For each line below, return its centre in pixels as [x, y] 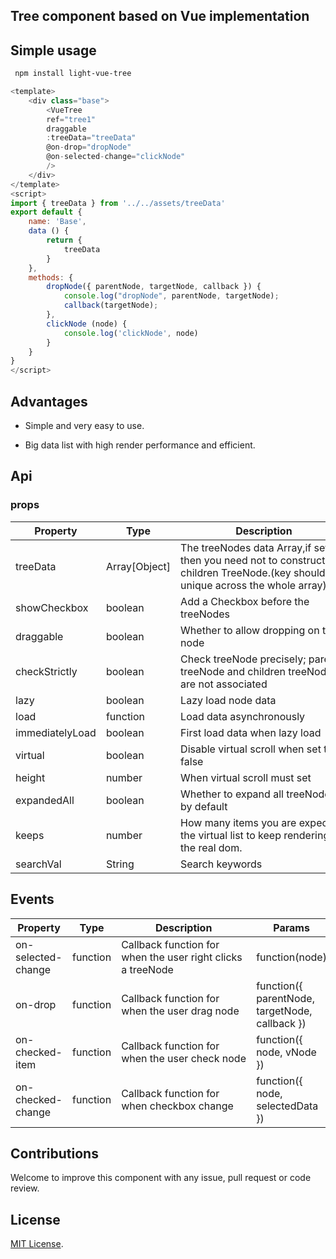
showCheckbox [52, 607]
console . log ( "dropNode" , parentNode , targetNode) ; [171, 296]
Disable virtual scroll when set [251, 749]
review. [25, 1188]
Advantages [49, 401]
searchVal [38, 864]
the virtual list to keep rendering [255, 835]
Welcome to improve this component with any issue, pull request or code [161, 1178]
